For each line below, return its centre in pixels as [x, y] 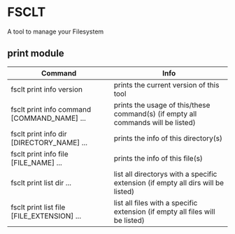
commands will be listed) [155, 122]
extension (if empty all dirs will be [169, 182]
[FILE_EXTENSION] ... [46, 216]
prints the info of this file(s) [158, 158]
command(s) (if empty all [155, 114]
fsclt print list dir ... [41, 182]
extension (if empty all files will [164, 212]
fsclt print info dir [39, 133]
